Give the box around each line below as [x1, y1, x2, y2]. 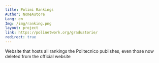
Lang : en [5, 16, 23, 21]
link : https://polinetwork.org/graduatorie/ [5, 30, 98, 35]
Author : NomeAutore [5, 12, 45, 17]
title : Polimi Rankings [5, 7, 54, 12]
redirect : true [5, 35, 36, 40]
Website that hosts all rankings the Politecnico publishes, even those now [5, 48, 154, 54]
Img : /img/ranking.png [5, 21, 52, 26]
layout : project [5, 26, 38, 31]
